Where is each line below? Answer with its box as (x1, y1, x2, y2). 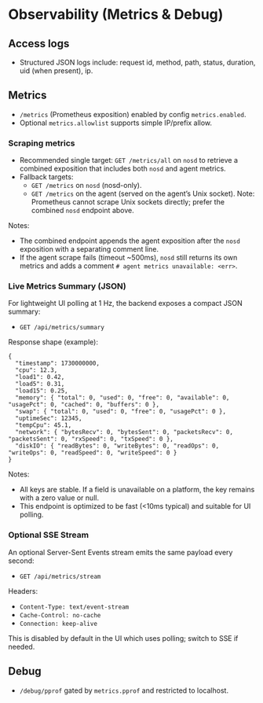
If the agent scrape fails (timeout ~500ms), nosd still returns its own (19, 253, 238, 263)
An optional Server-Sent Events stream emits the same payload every (8, 547, 233, 557)
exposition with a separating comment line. (19, 245, 159, 254)
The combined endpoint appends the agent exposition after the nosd (19, 236, 241, 245)
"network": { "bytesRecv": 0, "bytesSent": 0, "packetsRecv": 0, (15, 429, 234, 436)
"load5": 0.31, (15, 380, 65, 388)
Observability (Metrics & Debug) (8, 6, 224, 24)
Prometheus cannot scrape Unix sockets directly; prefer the (31, 197, 225, 207)
